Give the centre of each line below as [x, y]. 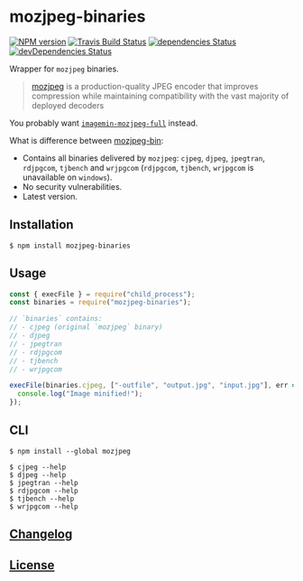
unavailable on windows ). [67, 177]
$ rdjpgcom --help [44, 491]
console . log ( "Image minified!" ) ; [80, 394]
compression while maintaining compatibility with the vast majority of [160, 96]
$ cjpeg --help [38, 467]
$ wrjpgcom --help [44, 506]
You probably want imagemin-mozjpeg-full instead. [104, 123]
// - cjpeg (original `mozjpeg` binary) [87, 327]
